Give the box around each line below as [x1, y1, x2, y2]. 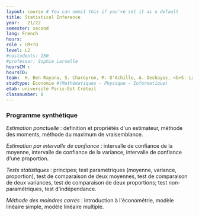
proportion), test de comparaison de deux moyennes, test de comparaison [6, 173, 188, 180]
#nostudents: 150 [6, 53, 49, 59]
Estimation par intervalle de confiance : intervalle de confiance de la [6, 142, 173, 150]
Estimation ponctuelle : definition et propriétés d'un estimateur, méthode [6, 125, 183, 132]
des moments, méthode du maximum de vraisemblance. [6, 131, 143, 138]
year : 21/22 [6, 20, 41, 26]
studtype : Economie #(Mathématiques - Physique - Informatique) [6, 81, 168, 87]
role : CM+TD [6, 42, 38, 48]
